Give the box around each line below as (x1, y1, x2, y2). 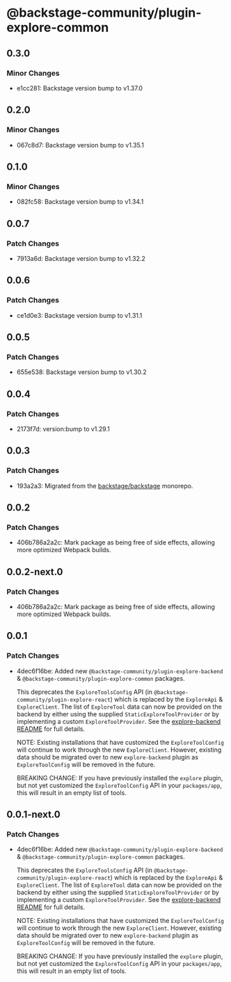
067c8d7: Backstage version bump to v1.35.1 (16, 140, 144, 149)
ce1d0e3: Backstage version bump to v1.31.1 (16, 311, 143, 319)
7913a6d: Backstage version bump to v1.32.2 (16, 254, 145, 262)
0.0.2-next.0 (6, 565, 63, 578)
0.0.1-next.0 (6, 809, 61, 821)
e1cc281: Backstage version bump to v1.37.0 (16, 83, 143, 92)
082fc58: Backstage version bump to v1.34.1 (16, 198, 144, 206)
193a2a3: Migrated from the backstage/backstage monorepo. (16, 481, 193, 490)
